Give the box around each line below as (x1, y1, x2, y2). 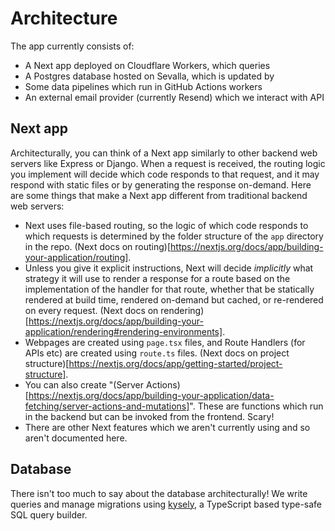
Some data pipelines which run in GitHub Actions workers (24, 80, 263, 92)
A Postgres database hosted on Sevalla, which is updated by (24, 70, 275, 82)
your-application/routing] (24, 251, 129, 263)
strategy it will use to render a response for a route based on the (24, 272, 291, 284)
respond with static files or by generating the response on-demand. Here (10, 178, 312, 191)
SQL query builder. (10, 508, 88, 521)
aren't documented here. (24, 432, 128, 444)
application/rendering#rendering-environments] (24, 325, 223, 337)
